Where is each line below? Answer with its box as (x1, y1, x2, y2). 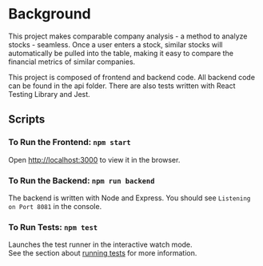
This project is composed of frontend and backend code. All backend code (8, 72, 256, 82)
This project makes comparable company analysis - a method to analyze (8, 31, 248, 41)
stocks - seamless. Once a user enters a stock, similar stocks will (8, 39, 223, 49)
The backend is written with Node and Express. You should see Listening (8, 193, 251, 203)
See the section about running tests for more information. (8, 248, 197, 258)
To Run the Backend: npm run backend (8, 175, 155, 186)
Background (8, 5, 91, 23)
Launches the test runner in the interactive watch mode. (8, 240, 193, 249)
